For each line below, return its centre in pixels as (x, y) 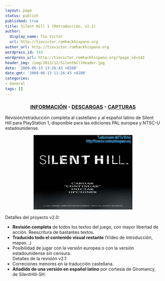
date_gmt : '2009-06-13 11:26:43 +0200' (46, 73)
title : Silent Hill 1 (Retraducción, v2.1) (51, 26)
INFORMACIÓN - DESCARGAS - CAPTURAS (83, 107)
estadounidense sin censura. (42, 253)
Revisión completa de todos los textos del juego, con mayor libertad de (85, 227)
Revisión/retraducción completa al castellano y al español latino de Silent (80, 118)
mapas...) (22, 243)
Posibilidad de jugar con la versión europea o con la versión (73, 248)
